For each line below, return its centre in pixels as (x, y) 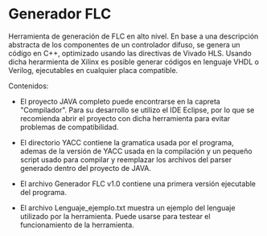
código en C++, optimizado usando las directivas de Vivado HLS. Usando (130, 53)
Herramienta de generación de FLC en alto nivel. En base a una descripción (133, 36)
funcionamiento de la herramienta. (77, 225)
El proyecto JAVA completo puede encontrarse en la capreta (120, 101)
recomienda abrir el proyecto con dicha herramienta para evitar (125, 118)
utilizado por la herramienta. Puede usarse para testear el (115, 216)
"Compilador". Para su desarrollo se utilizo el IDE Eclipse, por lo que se (137, 110)
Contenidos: (29, 86)
